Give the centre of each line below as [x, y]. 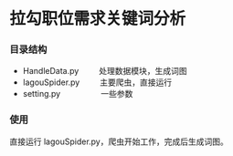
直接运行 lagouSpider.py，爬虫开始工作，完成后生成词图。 [119, 141]
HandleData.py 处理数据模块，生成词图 [105, 71]
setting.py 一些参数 [78, 94]
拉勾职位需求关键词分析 [98, 19]
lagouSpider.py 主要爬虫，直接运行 [97, 82]
